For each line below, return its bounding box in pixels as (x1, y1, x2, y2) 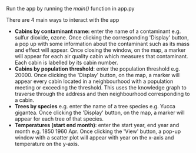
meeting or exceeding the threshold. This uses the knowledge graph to (14, 84, 187, 91)
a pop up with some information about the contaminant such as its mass (14, 41, 190, 47)
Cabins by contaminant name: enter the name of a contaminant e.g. (14, 28, 181, 35)
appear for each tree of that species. (14, 115, 104, 122)
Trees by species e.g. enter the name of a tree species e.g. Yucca (14, 103, 175, 109)
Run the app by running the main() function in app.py (6, 5, 135, 12)
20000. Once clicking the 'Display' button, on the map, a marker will (14, 72, 180, 78)
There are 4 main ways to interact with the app (6, 16, 119, 23)
